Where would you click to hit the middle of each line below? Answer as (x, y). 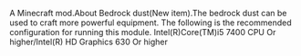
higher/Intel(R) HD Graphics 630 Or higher (89, 42)
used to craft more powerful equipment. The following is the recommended (150, 23)
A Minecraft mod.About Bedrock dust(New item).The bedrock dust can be (148, 13)
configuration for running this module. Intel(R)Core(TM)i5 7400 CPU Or (143, 32)
